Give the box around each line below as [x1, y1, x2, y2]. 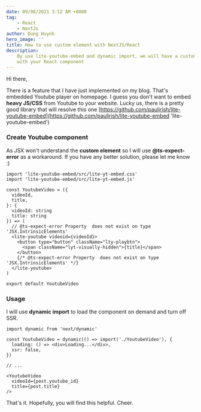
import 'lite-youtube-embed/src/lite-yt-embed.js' [6, 176, 135, 182]
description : [6, 48, 39, 54]
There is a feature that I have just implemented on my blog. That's [6, 87, 169, 94]
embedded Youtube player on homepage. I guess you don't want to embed [6, 93, 191, 100]
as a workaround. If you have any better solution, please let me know [20, 153, 190, 160]
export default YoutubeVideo [6, 281, 79, 287]
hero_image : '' [6, 36, 44, 42]
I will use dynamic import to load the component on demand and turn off [6, 308, 187, 315]
